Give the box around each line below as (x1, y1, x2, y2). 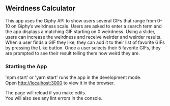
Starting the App (5, 63, 47, 70)
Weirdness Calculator (5, 4, 75, 13)
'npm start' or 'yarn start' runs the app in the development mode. (5, 74, 141, 81)
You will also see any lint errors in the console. (5, 95, 103, 101)
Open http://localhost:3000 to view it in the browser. (5, 80, 115, 86)
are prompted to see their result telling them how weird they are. (5, 50, 140, 56)
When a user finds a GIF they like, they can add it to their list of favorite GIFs (5, 39, 165, 45)
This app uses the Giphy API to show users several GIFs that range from (5, 17, 156, 23)
